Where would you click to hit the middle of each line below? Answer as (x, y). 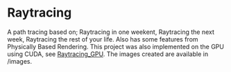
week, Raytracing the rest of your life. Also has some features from (103, 39)
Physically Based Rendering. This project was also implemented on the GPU (115, 46)
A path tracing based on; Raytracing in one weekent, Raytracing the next (111, 32)
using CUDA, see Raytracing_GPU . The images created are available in (108, 54)
